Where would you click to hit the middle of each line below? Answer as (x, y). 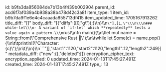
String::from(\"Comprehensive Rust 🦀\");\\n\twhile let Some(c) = (70, 38)
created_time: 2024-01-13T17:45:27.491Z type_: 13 (57, 64)
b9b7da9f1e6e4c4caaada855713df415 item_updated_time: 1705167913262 (82, 18)
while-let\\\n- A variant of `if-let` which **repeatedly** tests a (78, 28)
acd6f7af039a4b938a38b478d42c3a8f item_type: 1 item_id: (67, 12)
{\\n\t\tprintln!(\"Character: (32, 43)
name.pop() (148, 38)
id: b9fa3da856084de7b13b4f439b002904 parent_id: (60, 7)
